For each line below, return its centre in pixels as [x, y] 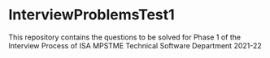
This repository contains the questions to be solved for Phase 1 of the [125, 37]
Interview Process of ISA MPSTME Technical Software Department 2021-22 [135, 45]
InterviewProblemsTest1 [91, 15]
